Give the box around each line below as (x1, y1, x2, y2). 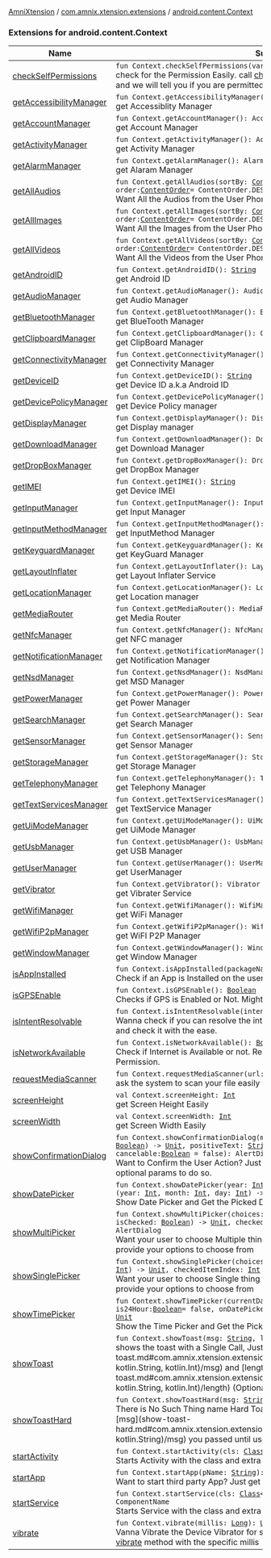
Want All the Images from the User (115, 223, 246, 234)
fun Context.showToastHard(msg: (115, 1396, 240, 1405)
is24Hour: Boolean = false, (115, 1305, 215, 1314)
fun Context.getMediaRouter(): (115, 605, 236, 614)
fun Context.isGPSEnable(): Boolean (115, 986, 256, 995)
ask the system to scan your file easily (115, 1078, 261, 1089)
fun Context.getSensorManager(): (115, 731, 244, 741)
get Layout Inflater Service (115, 570, 216, 581)
